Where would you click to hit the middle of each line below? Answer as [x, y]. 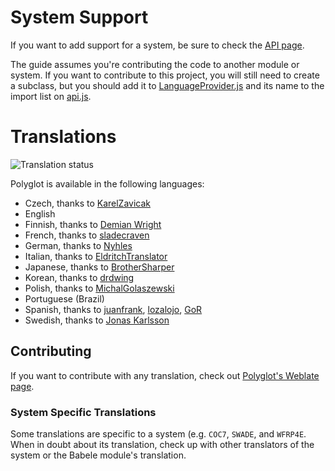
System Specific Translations [83, 412]
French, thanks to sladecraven [87, 235]
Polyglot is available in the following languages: [107, 183]
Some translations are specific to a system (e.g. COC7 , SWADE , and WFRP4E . [158, 433]
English [40, 213]
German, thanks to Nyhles [78, 245]
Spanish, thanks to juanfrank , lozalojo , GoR [113, 309]
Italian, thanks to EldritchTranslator [96, 256]
